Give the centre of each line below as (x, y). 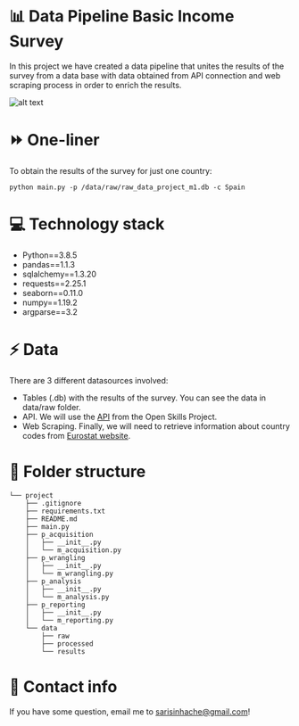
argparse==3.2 (50, 311)
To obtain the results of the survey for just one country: (111, 170)
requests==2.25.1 (54, 283)
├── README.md (51, 519)
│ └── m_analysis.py (67, 597)
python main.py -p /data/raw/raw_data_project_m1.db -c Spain (127, 187)
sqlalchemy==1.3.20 (59, 274)
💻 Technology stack (87, 224)
